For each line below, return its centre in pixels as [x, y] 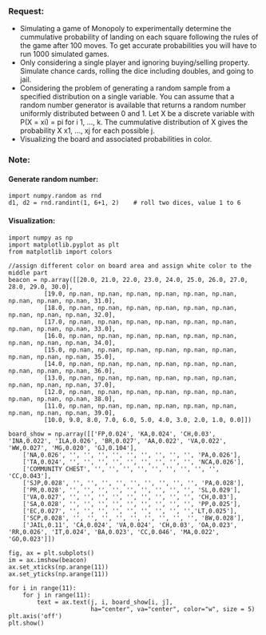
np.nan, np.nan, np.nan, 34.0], [62, 343]
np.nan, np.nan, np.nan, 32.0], [62, 315]
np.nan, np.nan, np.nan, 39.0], [62, 413]
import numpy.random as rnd [55, 196]
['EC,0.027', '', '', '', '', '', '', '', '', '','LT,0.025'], [130, 511]
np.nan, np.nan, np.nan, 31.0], [62, 301]
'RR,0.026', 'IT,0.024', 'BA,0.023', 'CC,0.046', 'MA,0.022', [114, 532]
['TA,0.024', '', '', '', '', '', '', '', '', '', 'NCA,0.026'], [134, 462]
